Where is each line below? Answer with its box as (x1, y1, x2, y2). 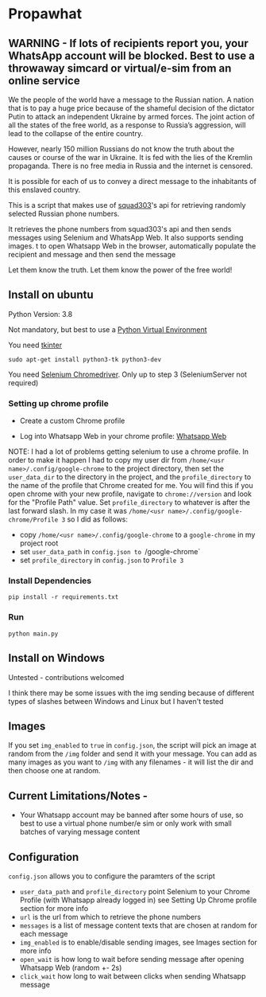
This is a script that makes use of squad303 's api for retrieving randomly (8, 201, 246, 209)
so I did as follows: (67, 514, 129, 524)
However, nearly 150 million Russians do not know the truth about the (8, 144, 235, 154)
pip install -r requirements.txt (8, 593, 119, 601)
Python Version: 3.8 (8, 309, 73, 319)
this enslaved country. (8, 185, 81, 194)
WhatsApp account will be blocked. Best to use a (8, 49, 256, 62)
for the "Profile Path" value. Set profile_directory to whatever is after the (8, 498, 250, 507)
